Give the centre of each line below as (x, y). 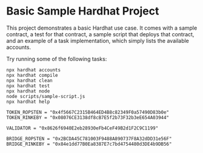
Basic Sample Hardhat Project (83, 11)
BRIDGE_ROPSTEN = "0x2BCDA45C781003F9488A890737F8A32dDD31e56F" (89, 138)
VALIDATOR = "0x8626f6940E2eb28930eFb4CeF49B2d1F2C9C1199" (82, 128)
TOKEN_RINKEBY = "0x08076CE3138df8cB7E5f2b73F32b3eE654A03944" (88, 117)
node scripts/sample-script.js (46, 96)
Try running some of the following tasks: (57, 59)
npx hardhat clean (29, 80)
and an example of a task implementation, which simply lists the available (98, 41)
